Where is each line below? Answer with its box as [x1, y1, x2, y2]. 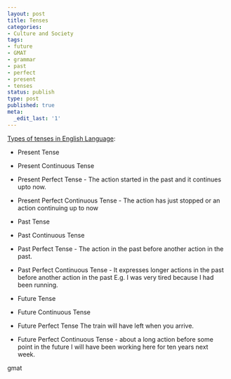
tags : [7, 37, 23, 44]
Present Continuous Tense [17, 161, 95, 169]
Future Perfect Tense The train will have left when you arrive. [17, 321, 194, 330]
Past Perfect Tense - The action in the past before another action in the [17, 244, 224, 253]
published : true [7, 102, 55, 109]
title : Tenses [7, 17, 49, 24]
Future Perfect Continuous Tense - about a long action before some [17, 335, 214, 343]
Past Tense [17, 217, 51, 226]
